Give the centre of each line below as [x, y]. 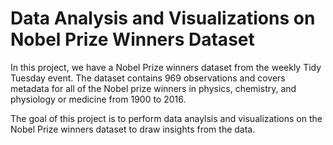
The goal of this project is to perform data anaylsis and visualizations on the [166, 118]
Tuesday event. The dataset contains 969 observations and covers [148, 78]
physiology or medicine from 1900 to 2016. [98, 99]
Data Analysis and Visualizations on [163, 18]
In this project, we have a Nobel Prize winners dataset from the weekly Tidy [166, 67]
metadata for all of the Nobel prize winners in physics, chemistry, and [153, 88]
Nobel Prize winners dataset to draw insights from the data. [133, 129]
